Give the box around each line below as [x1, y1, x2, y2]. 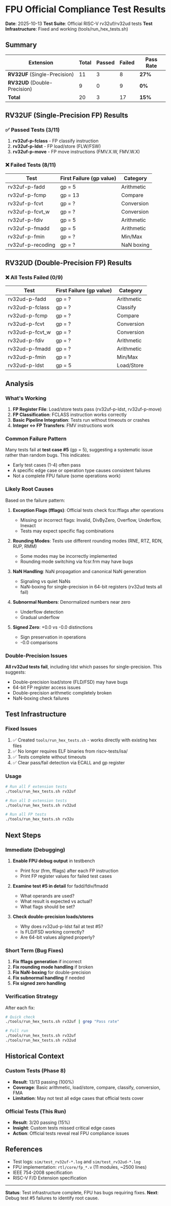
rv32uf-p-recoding [8, 241, 55, 248]
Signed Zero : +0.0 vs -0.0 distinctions [12, 624, 93, 630]
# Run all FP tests [5, 812, 47, 817]
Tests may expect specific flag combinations [20, 528, 115, 534]
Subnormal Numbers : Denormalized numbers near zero [12, 599, 131, 605]
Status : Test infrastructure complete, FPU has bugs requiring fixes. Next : [5, 1189, 159, 1195]
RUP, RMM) [12, 543, 37, 549]
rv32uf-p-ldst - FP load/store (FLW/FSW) [12, 143, 101, 149]
